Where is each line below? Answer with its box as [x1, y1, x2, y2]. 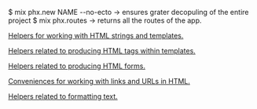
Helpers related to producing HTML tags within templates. [8, 46, 196, 55]
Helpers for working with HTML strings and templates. [8, 31, 184, 40]
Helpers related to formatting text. [8, 92, 118, 101]
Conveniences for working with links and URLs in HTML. [8, 77, 191, 85]
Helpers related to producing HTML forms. [8, 61, 145, 71]
